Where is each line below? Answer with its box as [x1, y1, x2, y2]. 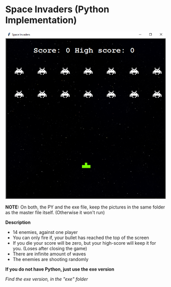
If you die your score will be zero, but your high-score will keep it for [12, 240, 156, 246]
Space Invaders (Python [5, 4, 109, 15]
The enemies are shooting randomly [12, 256, 89, 262]
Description [5, 219, 31, 225]
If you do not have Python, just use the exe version [5, 266, 115, 272]
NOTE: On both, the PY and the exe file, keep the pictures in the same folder [5, 204, 165, 210]
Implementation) [5, 14, 77, 26]
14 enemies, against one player [12, 229, 78, 235]
